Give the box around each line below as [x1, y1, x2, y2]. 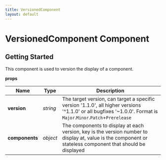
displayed [62, 147, 85, 154]
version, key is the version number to [62, 128, 148, 135]
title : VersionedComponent [5, 7, 61, 12]
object [42, 134, 58, 141]
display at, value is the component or [62, 134, 148, 141]
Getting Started [5, 53, 54, 61]
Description [96, 87, 124, 94]
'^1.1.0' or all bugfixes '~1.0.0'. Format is [62, 108, 158, 115]
